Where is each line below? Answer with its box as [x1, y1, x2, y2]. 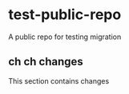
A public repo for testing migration [8, 32, 122, 41]
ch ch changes [8, 55, 84, 69]
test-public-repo [8, 6, 122, 24]
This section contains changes [8, 76, 110, 85]
